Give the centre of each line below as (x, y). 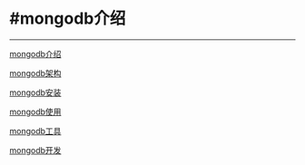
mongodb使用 (35, 112)
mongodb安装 (35, 92)
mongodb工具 (35, 131)
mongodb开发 (35, 150)
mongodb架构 (35, 73)
